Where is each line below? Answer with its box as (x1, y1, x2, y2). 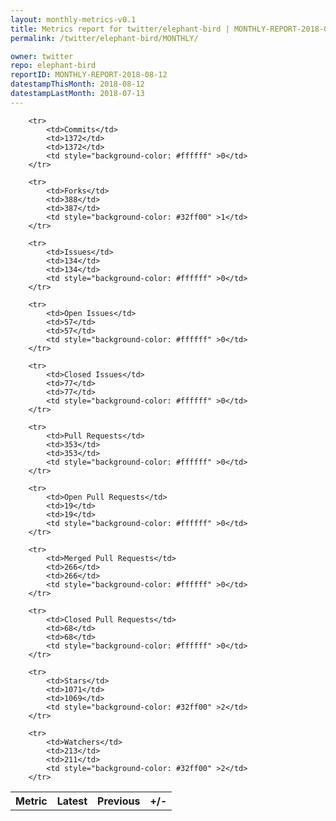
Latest (56, 794, 88, 808)
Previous (97, 794, 141, 808)
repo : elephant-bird (10, 61, 97, 71)
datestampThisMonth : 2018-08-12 (10, 79, 145, 90)
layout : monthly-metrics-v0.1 (10, 14, 137, 25)
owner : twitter (10, 51, 74, 61)
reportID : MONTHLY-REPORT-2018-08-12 (10, 70, 168, 80)
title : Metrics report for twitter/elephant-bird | (10, 24, 230, 34)
